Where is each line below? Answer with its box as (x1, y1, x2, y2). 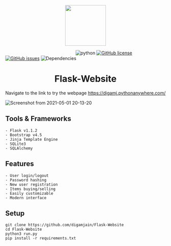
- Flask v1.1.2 (5, 128, 38, 133)
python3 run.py (5, 231, 38, 236)
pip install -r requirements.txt (5, 236, 76, 241)
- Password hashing (5, 177, 47, 182)
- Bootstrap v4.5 (5, 132, 42, 137)
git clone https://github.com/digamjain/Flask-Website (5, 223, 124, 228)
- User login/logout (5, 173, 49, 178)
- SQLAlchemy (5, 145, 33, 151)
